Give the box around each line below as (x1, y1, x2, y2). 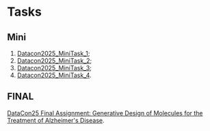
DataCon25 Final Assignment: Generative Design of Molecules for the (7, 108, 203, 117)
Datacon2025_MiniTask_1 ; (16, 49, 90, 57)
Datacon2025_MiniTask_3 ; (16, 64, 92, 72)
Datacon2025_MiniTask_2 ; (16, 57, 92, 65)
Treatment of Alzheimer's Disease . (7, 116, 105, 124)
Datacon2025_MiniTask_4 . (16, 71, 92, 79)
